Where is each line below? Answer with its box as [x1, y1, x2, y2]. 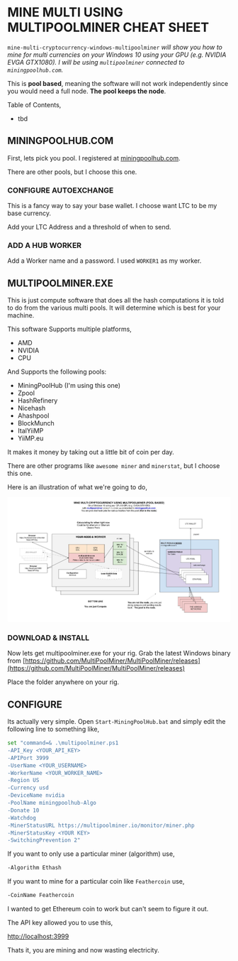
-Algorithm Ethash [7, 864, 62, 872]
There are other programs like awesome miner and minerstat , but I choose [7, 462, 220, 470]
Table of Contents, [7, 100, 62, 109]
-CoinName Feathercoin [7, 892, 74, 899]
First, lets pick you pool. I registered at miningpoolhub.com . [7, 153, 181, 162]
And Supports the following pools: [7, 367, 107, 376]
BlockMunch [17, 419, 55, 428]
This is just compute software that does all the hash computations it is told [7, 296, 225, 305]
